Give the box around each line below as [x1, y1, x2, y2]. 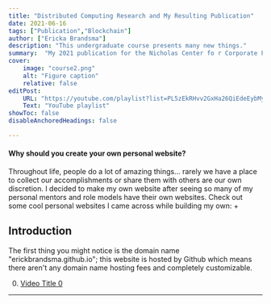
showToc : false [8, 110, 60, 118]
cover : [8, 57, 31, 65]
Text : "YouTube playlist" [23, 102, 110, 110]
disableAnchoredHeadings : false [8, 117, 117, 125]
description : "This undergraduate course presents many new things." [8, 42, 248, 50]
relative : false [23, 79, 78, 87]
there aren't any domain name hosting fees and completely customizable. [8, 263, 252, 273]
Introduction [8, 224, 73, 238]
